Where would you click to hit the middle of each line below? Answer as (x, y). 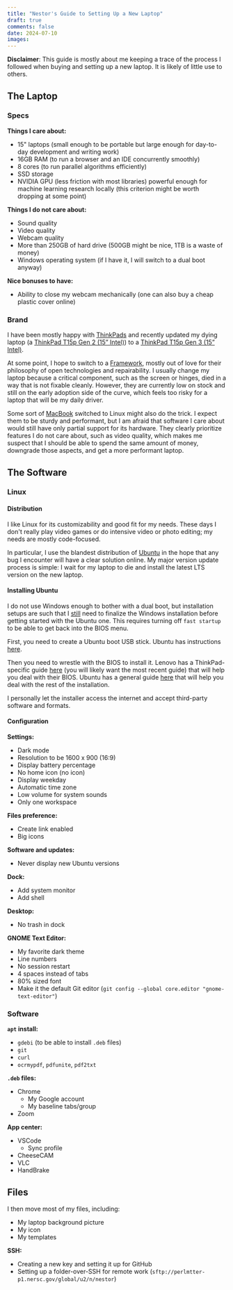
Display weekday (42, 780)
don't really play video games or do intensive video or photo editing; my (110, 531)
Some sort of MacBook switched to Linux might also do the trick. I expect (112, 414)
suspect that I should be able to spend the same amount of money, (103, 443)
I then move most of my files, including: (64, 1209)
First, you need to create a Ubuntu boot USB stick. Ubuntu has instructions (114, 641)
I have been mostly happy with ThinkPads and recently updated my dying (112, 335)
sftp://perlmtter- (178, 1272)
